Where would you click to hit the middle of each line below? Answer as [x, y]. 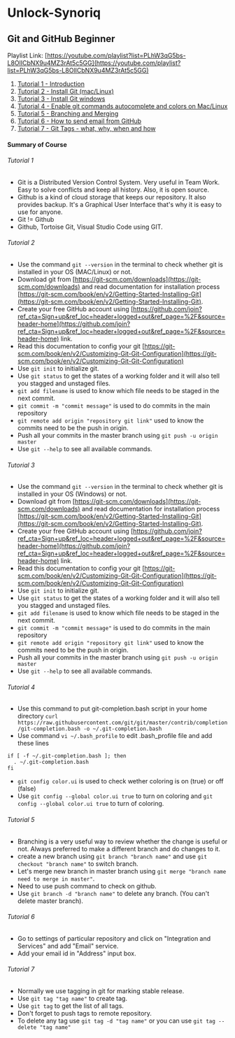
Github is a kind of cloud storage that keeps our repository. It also [112, 197]
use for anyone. [40, 212]
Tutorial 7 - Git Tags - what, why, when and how [86, 128]
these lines [33, 744]
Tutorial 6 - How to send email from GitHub [79, 121]
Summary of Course [37, 144]
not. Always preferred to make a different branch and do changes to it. [119, 848]
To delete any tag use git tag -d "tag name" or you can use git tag [116, 1021]
